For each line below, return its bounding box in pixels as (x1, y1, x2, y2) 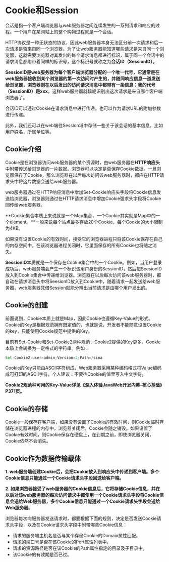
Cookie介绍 (5, 145, 41, 153)
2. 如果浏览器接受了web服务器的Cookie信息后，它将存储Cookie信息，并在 (5, 486, 160, 492)
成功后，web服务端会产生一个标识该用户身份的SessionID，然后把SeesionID (5, 265, 162, 271)
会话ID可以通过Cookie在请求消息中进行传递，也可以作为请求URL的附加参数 (5, 105, 161, 111)
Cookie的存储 (5, 405, 48, 413)
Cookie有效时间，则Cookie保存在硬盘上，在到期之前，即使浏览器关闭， (5, 431, 154, 438)
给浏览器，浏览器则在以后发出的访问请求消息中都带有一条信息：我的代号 (5, 82, 155, 88)
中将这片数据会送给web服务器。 (14, 178, 81, 184)
